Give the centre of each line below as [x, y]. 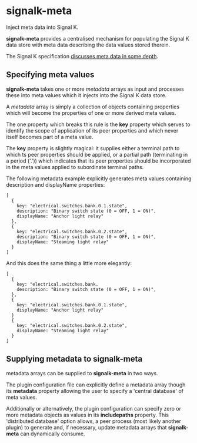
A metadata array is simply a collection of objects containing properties [93, 107]
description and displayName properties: [56, 184]
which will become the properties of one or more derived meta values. [91, 113]
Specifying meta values [50, 75]
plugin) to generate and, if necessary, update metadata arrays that [86, 427]
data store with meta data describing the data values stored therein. [88, 45]
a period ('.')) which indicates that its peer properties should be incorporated [98, 161]
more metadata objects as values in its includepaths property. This [88, 415]
